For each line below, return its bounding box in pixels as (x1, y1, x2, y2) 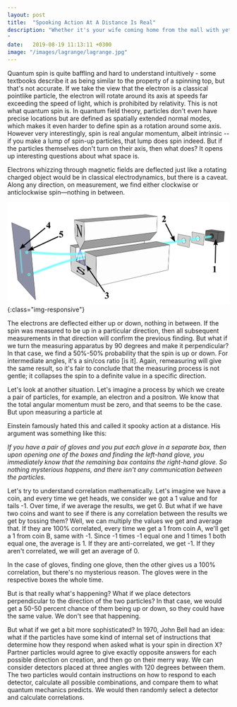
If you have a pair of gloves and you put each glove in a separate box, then (7, 442, 227, 451)
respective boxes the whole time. (7, 575, 104, 584)
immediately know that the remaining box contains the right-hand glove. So (7, 457, 227, 466)
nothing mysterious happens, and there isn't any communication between (7, 465, 222, 473)
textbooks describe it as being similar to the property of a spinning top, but (7, 76, 225, 85)
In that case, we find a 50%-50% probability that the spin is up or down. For (7, 349, 228, 357)
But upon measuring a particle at (7, 408, 102, 416)
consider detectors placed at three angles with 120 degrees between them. (7, 662, 226, 672)
